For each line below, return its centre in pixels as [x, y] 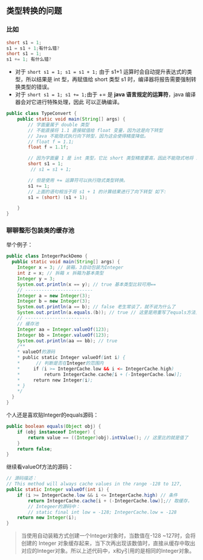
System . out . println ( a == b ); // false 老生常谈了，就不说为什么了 [97, 307]
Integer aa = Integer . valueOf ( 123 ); [63, 329]
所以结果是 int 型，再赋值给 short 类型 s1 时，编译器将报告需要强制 [108, 79]
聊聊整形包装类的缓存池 [40, 231]
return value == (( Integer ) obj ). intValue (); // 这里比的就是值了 [108, 438]
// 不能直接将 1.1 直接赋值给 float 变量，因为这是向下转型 [95, 130]
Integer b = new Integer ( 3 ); [54, 301]
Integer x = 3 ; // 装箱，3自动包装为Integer [70, 268]
